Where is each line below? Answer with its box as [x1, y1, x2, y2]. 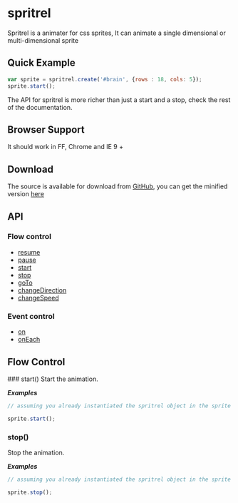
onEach [17, 335, 41, 344]
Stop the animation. [7, 448, 65, 457]
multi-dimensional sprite [7, 36, 79, 44]
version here [7, 190, 45, 198]
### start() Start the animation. [7, 375, 98, 383]
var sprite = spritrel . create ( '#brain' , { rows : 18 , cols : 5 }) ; [7, 76, 202, 83]
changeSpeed [17, 293, 59, 302]
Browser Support [7, 123, 86, 136]
